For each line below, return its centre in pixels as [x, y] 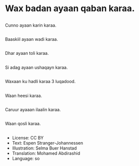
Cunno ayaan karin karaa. [31, 25]
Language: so [26, 158]
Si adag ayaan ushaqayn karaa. [37, 67]
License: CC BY [28, 138]
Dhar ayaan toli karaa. [27, 53]
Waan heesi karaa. [24, 96]
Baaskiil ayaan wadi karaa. [32, 39]
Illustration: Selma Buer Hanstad [44, 148]
